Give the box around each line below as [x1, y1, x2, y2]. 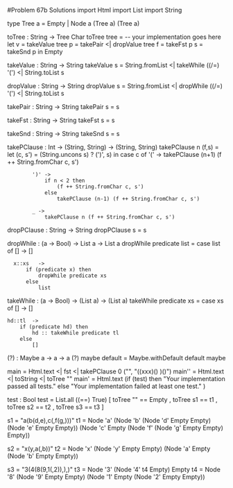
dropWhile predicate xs [37, 272, 107, 279]
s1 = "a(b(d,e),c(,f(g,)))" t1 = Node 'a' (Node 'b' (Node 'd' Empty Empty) [7, 417, 212, 424]
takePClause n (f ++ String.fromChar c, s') [44, 214, 175, 221]
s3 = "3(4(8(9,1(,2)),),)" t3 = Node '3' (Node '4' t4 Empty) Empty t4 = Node [7, 465, 221, 473]
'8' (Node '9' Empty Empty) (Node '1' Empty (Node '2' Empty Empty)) [7, 473, 205, 481]
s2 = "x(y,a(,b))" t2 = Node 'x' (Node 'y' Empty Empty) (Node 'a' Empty [7, 444, 211, 453]
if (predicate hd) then [19, 323, 89, 330]
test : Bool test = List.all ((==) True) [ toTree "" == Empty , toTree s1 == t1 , [7, 396, 218, 403]
